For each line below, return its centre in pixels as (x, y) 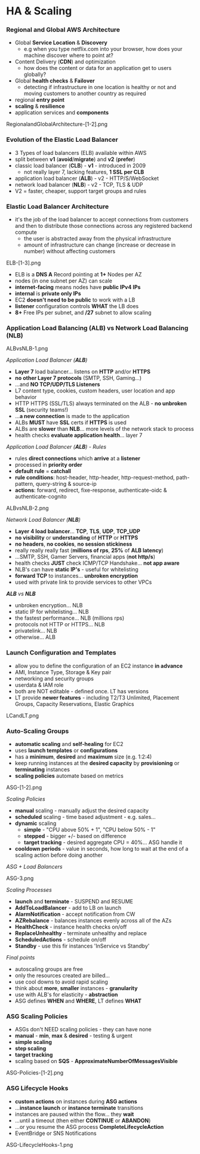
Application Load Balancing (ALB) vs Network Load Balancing (97, 328)
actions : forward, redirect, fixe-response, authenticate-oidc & (91, 490)
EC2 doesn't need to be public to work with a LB (75, 300)
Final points (21, 957)
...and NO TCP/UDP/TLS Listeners (57, 385)
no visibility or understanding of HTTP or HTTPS (76, 538)
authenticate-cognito (41, 497)
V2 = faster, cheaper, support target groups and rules (81, 191)
